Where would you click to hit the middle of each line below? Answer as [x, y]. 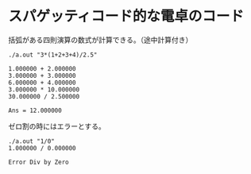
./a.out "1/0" [32, 141]
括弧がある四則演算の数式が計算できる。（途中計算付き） [100, 40]
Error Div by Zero [39, 162]
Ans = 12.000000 [35, 110]
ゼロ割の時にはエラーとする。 [57, 126]
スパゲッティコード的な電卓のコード [126, 16]
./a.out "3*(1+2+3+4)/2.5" [53, 55]
